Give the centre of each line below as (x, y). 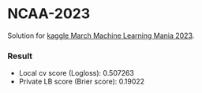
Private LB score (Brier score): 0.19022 (82, 82)
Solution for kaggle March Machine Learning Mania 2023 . (101, 35)
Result (20, 56)
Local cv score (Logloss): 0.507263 (77, 73)
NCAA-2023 (49, 14)
